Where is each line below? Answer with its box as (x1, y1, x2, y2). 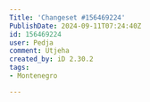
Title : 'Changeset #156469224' (9, 13, 126, 22)
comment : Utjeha (9, 47, 70, 55)
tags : (9, 64, 29, 72)
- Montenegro (9, 72, 58, 81)
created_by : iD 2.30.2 (9, 55, 94, 64)
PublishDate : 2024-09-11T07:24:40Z (9, 21, 142, 30)
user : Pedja (9, 38, 54, 47)
